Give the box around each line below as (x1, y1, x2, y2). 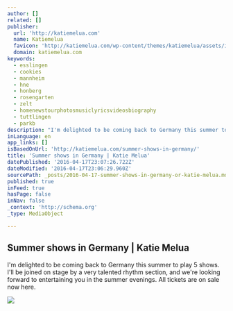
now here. (7, 283, 36, 291)
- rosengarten (13, 94, 54, 101)
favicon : (13, 42, 39, 49)
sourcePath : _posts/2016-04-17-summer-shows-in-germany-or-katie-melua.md (7, 171, 228, 178)
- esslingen (13, 62, 49, 69)
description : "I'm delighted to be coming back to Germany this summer (7, 126, 218, 133)
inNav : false (7, 197, 45, 205)
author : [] (7, 10, 39, 17)
